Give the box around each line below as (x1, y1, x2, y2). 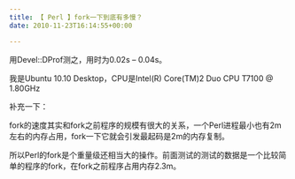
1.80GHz (9, 83, 41, 93)
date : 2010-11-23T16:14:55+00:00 (9, 21, 133, 30)
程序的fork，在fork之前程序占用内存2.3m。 (24, 160, 182, 171)
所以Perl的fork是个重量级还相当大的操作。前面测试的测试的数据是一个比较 (9, 149, 279, 160)
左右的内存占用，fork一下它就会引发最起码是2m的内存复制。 (9, 131, 230, 141)
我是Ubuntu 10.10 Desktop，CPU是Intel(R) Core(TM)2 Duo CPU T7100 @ (9, 72, 274, 84)
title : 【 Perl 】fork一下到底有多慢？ (9, 12, 144, 22)
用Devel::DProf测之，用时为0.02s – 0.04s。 (9, 54, 167, 64)
